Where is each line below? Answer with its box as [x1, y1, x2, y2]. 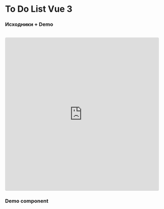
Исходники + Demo [5, 21, 54, 28]
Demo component [5, 198, 49, 205]
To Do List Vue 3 [5, 3, 73, 15]
